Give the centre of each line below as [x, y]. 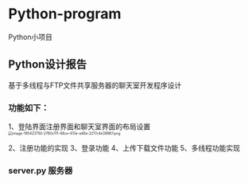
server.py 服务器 [41, 170]
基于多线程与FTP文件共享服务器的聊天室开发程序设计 [95, 85]
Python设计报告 [48, 65]
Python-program [65, 14]
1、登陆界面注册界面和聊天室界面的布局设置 [79, 127]
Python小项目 [31, 37]
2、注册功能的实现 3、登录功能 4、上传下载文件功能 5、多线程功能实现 [124, 148]
